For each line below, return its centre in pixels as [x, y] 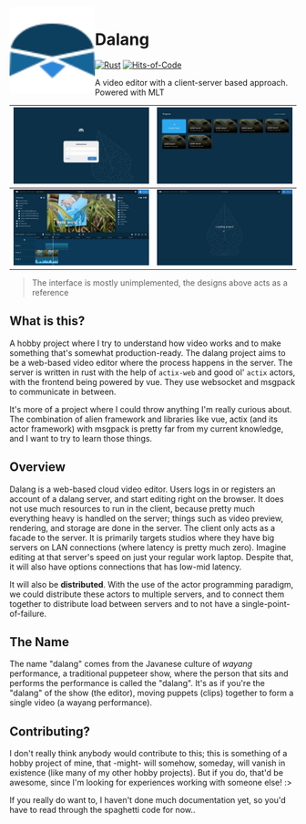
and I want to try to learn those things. [81, 438]
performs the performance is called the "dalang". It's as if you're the [138, 683]
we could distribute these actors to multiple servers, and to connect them [147, 594]
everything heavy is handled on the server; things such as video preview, [147, 518]
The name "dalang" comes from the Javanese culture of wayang [131, 664]
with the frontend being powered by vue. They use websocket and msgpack [153, 381]
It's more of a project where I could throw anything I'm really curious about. [151, 409]
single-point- [265, 603]
